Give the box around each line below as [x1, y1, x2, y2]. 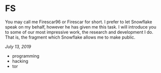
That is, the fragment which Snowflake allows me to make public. [5, 34, 136, 40]
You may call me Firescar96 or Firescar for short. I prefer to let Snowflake [5, 19, 152, 25]
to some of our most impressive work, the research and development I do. [5, 29, 154, 35]
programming [12, 53, 40, 58]
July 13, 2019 [5, 44, 32, 49]
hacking [12, 58, 28, 64]
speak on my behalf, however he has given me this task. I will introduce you [5, 24, 157, 29]
